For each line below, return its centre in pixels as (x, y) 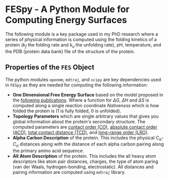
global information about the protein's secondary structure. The (79, 121)
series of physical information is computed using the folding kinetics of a (81, 39)
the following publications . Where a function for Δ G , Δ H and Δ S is (81, 100)
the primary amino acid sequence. (48, 151)
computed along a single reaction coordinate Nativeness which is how (86, 105)
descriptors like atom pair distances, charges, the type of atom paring (85, 162)
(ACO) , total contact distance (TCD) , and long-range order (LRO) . (80, 132)
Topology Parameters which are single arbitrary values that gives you (86, 116)
